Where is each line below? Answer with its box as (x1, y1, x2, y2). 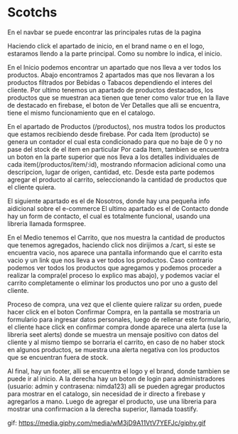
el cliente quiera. (7, 182, 56, 191)
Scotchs (7, 4, 58, 21)
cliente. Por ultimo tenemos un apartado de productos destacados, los (7, 86, 214, 94)
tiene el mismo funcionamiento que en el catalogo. (7, 108, 156, 117)
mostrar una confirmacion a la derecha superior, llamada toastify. (7, 404, 198, 413)
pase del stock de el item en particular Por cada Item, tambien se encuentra (7, 145, 229, 153)
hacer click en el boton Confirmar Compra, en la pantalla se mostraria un (7, 307, 220, 316)
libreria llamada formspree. (7, 219, 87, 228)
